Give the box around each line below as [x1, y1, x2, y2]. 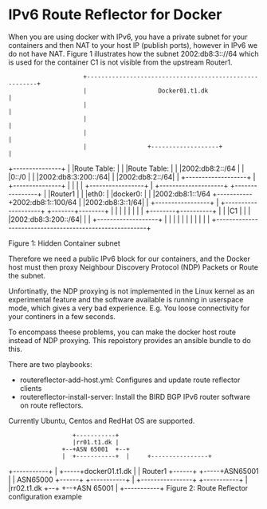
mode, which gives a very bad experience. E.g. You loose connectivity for [8, 303, 250, 313]
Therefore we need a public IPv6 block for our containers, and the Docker [8, 254, 251, 263]
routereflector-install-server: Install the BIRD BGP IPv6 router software [19, 392, 251, 401]
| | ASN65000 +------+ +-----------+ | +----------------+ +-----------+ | [8, 475, 249, 484]
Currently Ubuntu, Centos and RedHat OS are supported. [8, 416, 195, 425]
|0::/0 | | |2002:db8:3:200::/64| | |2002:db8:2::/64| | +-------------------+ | [8, 172, 257, 181]
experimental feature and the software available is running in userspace [8, 294, 244, 304]
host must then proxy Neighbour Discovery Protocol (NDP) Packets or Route [8, 262, 259, 272]
